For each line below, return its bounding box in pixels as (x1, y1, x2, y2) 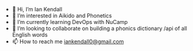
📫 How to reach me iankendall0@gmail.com (12, 38, 124, 45)
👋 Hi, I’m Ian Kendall (12, 6, 63, 13)
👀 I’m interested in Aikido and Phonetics (12, 12, 112, 19)
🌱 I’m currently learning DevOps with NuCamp (12, 19, 128, 25)
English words (12, 31, 48, 38)
